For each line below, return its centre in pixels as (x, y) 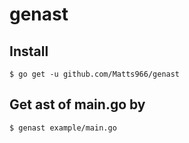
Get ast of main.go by (77, 104)
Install (29, 51)
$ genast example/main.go (63, 128)
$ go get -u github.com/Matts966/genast (95, 74)
